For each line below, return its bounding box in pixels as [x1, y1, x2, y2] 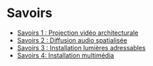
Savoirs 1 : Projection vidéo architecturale [16, 28, 139, 37]
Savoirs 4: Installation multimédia [16, 51, 115, 60]
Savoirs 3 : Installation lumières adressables [16, 43, 146, 52]
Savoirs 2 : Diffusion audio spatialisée [16, 35, 127, 44]
